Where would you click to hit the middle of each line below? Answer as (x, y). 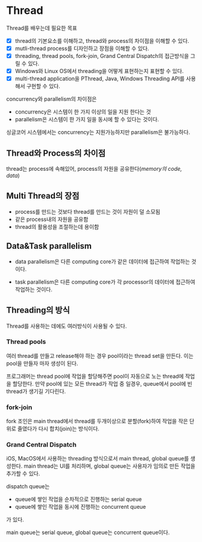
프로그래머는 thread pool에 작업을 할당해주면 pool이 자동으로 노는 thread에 (95, 376)
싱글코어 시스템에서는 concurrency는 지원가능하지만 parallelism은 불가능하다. (98, 132)
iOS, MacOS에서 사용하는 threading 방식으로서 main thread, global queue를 (98, 459)
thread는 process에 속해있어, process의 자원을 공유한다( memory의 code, (94, 169)
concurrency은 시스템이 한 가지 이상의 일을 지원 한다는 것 (83, 112)
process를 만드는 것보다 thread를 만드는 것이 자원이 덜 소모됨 (88, 211)
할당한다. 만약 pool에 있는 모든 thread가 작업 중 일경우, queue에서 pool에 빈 (103, 383)
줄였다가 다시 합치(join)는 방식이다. (58, 429)
